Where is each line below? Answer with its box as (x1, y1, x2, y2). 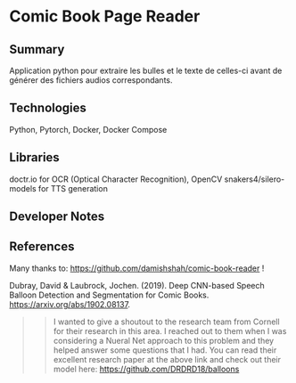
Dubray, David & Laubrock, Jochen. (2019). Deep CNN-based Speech (9, 280, 265, 290)
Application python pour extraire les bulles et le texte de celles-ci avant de (9, 65, 283, 76)
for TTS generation (38, 183, 109, 193)
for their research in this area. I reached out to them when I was (53, 325, 287, 336)
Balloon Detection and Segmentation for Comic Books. (9, 289, 210, 300)
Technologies (9, 101, 87, 116)
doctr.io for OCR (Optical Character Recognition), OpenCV (9, 174, 223, 184)
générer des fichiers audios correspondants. (9, 75, 173, 86)
